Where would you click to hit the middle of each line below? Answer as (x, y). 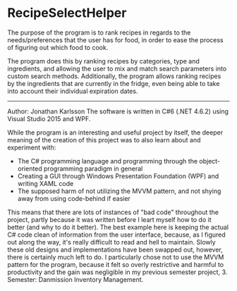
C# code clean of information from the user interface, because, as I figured (116, 235)
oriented (30, 168)
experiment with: (32, 147)
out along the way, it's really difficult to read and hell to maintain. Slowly (112, 242)
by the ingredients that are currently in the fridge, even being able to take (114, 83)
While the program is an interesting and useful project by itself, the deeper (115, 132)
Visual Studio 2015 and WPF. (49, 118)
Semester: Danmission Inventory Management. (75, 279)
